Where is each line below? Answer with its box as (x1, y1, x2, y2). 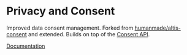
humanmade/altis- (134, 24, 181, 31)
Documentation (6, 42, 45, 50)
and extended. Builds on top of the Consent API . (28, 30, 150, 37)
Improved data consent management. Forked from (6, 24, 134, 31)
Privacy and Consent (6, 4, 115, 18)
